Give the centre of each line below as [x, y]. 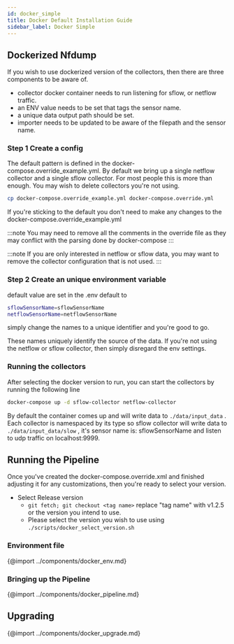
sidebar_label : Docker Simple [51, 27]
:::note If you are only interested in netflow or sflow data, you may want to [113, 254]
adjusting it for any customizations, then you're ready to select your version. [117, 484]
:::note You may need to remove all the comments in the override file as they [117, 233]
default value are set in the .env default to [67, 295]
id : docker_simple [34, 14]
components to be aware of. [48, 79]
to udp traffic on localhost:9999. [53, 437]
